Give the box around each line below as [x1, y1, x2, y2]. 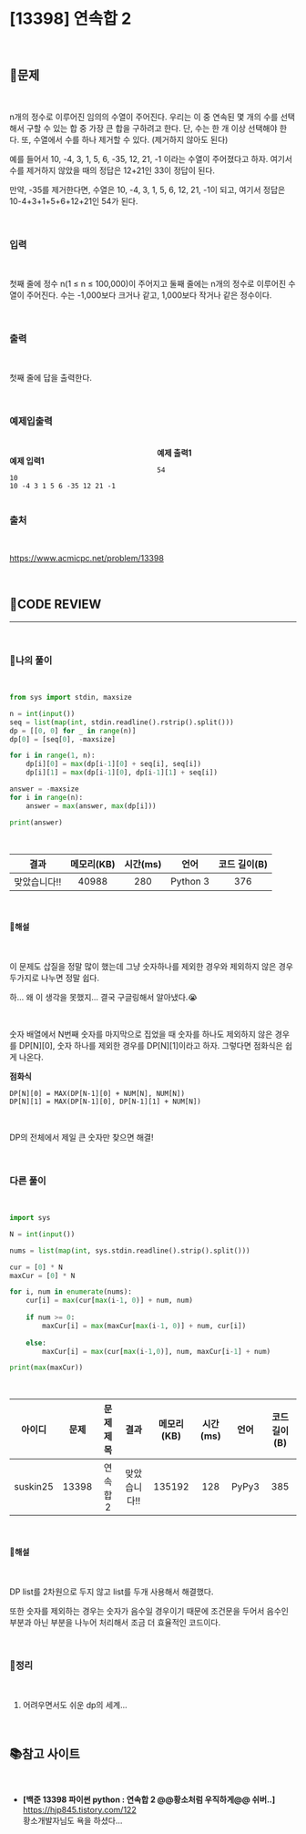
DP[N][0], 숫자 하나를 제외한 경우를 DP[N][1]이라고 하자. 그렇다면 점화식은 [18, 1040, 284, 1050]
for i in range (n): [9, 793, 84, 802]
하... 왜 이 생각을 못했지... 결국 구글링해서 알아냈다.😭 [9, 991, 198, 1002]
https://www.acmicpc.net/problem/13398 [9, 552, 164, 563]
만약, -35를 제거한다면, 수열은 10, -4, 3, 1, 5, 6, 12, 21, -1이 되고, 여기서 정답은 [9, 184, 286, 195]
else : [25, 1338, 47, 1347]
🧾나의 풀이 [9, 653, 53, 666]
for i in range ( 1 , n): [9, 751, 96, 761]
